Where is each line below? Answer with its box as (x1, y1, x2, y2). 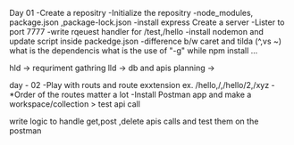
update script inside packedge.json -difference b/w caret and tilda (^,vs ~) (9, 36, 282, 46)
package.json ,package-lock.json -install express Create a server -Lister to (9, 17, 285, 28)
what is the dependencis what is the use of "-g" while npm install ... (9, 45, 258, 56)
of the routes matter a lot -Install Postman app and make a (37, 89, 252, 100)
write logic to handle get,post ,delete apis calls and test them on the (9, 116, 259, 126)
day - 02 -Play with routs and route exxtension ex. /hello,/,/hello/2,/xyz (9, 80, 270, 90)
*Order (9, 89, 36, 100)
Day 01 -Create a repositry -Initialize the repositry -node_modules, (9, 8, 254, 18)
